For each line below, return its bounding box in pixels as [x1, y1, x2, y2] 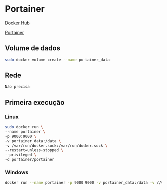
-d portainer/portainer [5, 157, 55, 162]
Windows [5, 169, 29, 176]
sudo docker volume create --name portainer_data [5, 57, 110, 62]
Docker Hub [5, 20, 30, 26]
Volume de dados [5, 44, 61, 53]
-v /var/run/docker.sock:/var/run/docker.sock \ [5, 143, 108, 148]
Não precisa [5, 84, 30, 89]
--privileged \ [5, 152, 37, 158]
